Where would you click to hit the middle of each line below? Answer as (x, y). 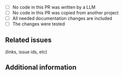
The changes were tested (39, 24)
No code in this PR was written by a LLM (54, 7)
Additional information (41, 67)
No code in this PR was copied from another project (65, 13)
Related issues (28, 40)
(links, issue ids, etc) (26, 52)
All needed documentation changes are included (62, 18)
